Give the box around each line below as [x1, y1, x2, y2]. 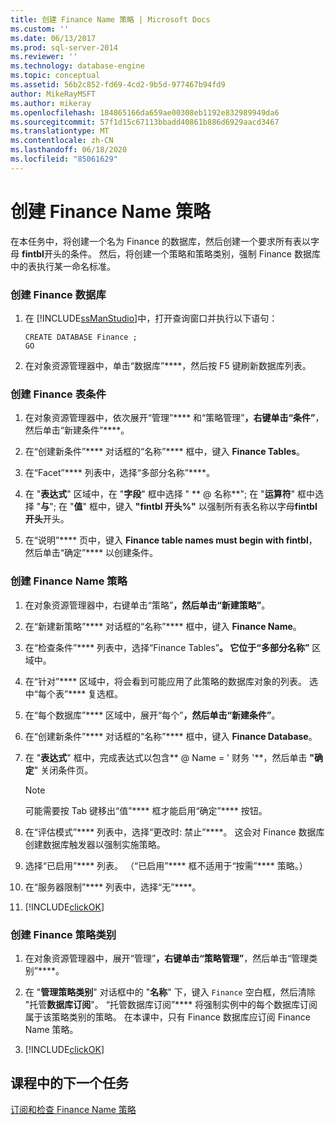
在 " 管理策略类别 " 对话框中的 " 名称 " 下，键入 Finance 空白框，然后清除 [24, 986, 316, 998]
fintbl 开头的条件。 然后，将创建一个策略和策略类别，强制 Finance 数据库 [21, 247, 321, 260]
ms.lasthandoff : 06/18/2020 [10, 145, 128, 155]
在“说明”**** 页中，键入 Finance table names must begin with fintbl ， [24, 534, 318, 546]
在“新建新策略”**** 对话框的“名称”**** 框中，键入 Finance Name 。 [24, 620, 302, 632]
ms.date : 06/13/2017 [10, 33, 97, 43]
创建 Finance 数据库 [10, 287, 107, 301]
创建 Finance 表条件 [10, 387, 107, 401]
